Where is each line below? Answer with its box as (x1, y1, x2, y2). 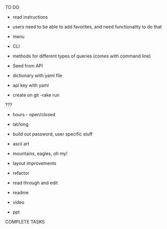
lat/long (12, 121, 29, 127)
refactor (12, 170, 29, 176)
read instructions (12, 14, 48, 20)
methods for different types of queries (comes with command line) (12, 53, 151, 59)
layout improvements (12, 161, 57, 166)
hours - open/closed (12, 112, 55, 117)
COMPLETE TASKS (5, 219, 45, 224)
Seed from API (12, 63, 43, 68)
